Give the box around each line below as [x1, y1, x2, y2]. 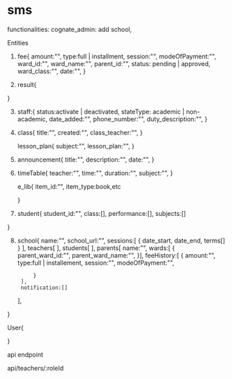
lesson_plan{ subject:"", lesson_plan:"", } [17, 141, 134, 150]
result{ [17, 80, 37, 88]
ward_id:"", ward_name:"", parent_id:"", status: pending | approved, [17, 59, 211, 68]
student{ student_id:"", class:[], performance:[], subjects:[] [17, 209, 186, 217]
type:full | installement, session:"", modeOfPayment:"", [17, 258, 175, 267]
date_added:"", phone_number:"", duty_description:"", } [49, 114, 208, 123]
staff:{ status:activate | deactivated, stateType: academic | [17, 107, 185, 116]
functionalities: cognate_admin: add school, [7, 25, 132, 33]
